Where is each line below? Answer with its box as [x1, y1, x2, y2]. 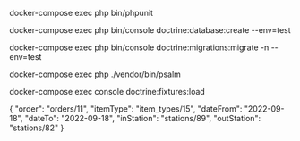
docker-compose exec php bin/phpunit [9, 8, 154, 18]
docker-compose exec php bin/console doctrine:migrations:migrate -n [9, 42, 270, 53]
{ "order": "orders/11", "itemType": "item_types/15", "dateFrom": [9, 104, 243, 114]
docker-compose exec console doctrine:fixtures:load [9, 87, 206, 96]
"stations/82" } [9, 122, 64, 133]
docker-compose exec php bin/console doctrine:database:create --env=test [9, 25, 291, 35]
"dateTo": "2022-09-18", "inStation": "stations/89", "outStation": [24, 113, 261, 123]
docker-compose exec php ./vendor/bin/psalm [9, 69, 182, 79]
